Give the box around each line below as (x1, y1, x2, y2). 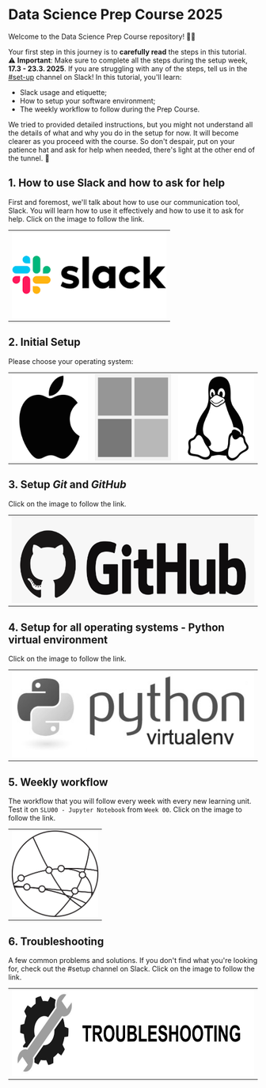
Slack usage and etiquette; (19, 87, 108, 97)
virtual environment (8, 633, 108, 646)
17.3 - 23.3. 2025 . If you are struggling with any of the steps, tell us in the (8, 63, 248, 73)
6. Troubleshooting (8, 934, 104, 948)
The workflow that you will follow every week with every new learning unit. (8, 797, 252, 806)
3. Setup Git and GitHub (8, 478, 127, 491)
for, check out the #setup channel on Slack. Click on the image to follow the (8, 964, 255, 974)
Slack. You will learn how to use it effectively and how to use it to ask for (8, 206, 244, 215)
